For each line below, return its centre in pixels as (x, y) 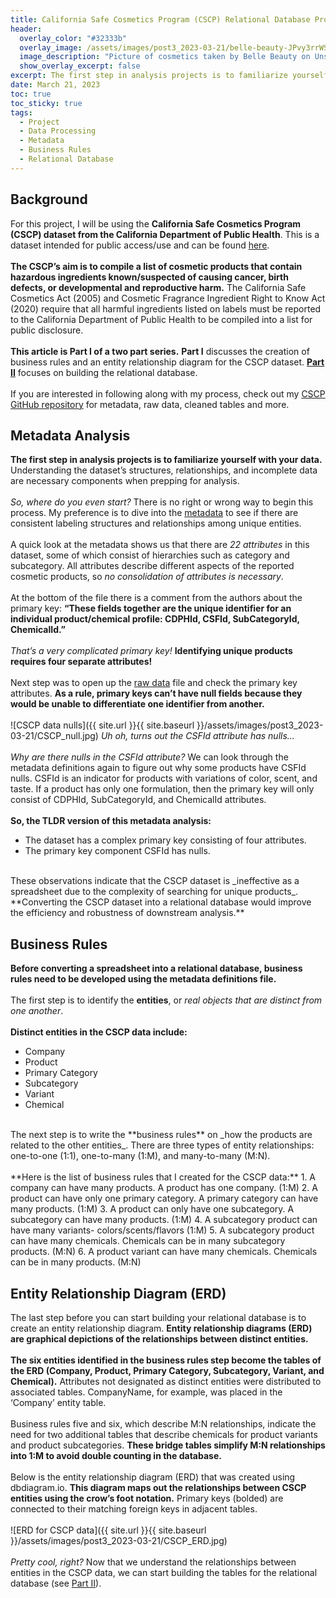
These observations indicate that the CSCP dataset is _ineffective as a (155, 881)
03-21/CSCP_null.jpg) (54, 736)
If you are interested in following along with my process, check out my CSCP (168, 393)
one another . (37, 1011)
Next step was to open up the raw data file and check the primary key (154, 683)
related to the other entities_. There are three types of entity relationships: (162, 1145)
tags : (21, 112)
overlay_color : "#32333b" (73, 38)
